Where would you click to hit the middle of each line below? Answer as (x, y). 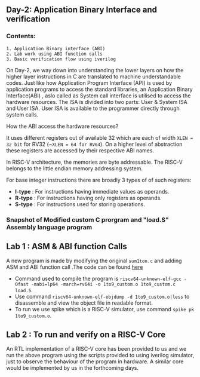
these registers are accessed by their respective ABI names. (80, 150)
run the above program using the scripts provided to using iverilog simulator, (100, 355)
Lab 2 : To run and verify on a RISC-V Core (86, 334)
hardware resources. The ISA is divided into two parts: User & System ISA (97, 102)
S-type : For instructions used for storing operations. (80, 204)
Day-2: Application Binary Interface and (81, 10)
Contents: (21, 36)
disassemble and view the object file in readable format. (84, 303)
